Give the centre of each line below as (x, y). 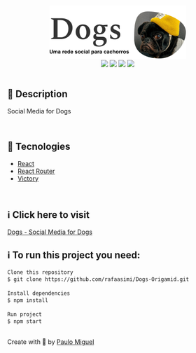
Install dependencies (39, 293)
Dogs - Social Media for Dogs (50, 232)
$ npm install (28, 300)
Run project (24, 314)
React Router (36, 171)
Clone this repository (40, 272)
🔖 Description (37, 94)
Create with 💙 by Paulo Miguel (51, 342)
